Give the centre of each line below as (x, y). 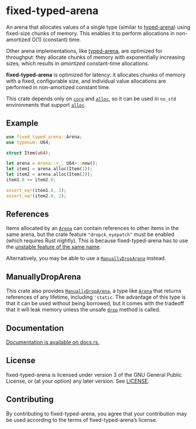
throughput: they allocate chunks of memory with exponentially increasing (96, 57)
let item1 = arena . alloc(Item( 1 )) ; (49, 169)
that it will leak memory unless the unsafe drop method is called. (83, 310)
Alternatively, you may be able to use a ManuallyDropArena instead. (86, 258)
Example (22, 124)
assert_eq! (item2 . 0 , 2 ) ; (36, 196)
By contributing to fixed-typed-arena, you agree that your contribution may (97, 413)
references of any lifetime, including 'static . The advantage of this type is (96, 297)
